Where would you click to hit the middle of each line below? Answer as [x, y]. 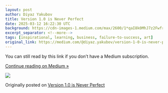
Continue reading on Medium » [37, 66]
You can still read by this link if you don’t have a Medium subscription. [77, 56]
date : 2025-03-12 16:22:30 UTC [38, 24]
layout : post [19, 10]
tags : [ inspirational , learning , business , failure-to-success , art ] [79, 38]
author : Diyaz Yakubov [29, 14]
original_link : [21, 42]
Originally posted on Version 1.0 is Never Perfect [55, 85]
